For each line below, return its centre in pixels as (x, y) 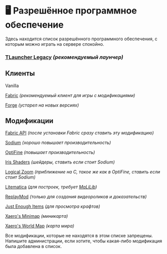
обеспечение (34, 25)
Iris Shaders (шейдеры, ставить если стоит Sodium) (60, 162)
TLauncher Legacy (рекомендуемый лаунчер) (64, 57)
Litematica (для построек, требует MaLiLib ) (51, 187)
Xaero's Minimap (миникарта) (37, 216)
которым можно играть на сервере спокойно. (55, 44)
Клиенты (20, 74)
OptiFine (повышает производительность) (50, 152)
